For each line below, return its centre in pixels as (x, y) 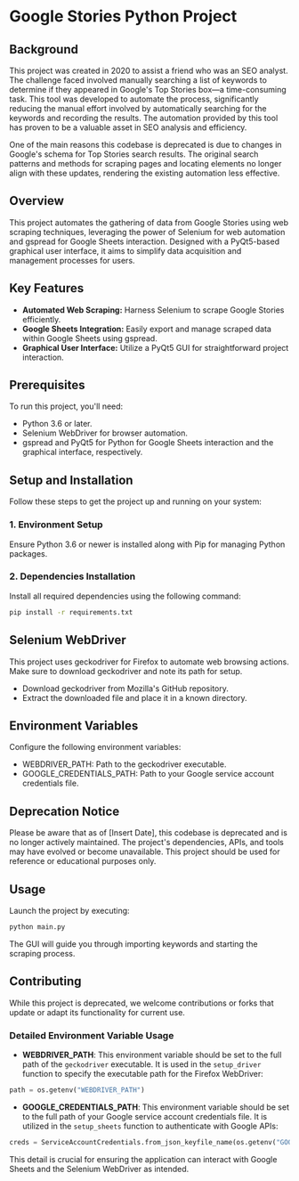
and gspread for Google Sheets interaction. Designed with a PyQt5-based (145, 241)
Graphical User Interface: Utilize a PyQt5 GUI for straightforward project (155, 347)
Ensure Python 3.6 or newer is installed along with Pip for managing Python (147, 544)
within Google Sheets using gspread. (89, 338)
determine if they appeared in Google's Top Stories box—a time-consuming (148, 90)
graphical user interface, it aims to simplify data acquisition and (125, 250)
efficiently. (41, 319)
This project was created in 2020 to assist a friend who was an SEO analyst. (149, 70)
